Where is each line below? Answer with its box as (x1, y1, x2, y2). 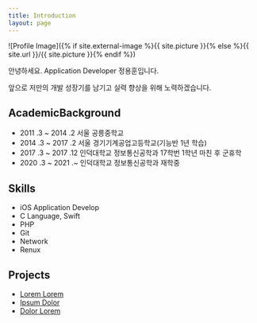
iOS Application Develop (19, 203, 100, 212)
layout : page (8, 19, 52, 27)
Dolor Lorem (19, 305, 61, 315)
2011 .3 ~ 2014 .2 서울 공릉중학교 (19, 128, 125, 138)
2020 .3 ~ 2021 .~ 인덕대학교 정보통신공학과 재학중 (19, 158, 180, 168)
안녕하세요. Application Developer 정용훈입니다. (8, 65, 159, 76)
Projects (8, 268, 51, 282)
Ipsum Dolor (19, 298, 60, 307)
